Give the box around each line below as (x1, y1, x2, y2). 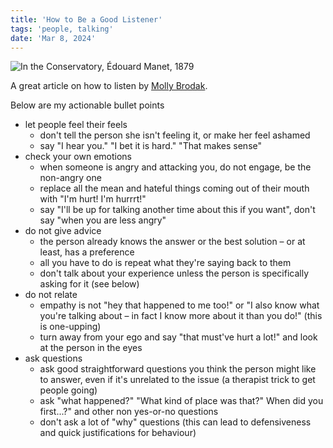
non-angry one (39, 172, 102, 184)
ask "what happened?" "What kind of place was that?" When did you (39, 395, 324, 407)
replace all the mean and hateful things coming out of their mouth (39, 182, 310, 195)
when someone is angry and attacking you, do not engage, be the (39, 161, 312, 173)
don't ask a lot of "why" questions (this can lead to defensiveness (39, 416, 312, 428)
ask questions (24, 352, 83, 365)
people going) (39, 384, 98, 396)
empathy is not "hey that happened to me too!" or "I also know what (39, 299, 320, 311)
